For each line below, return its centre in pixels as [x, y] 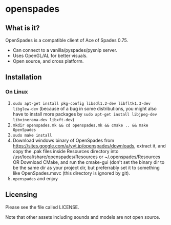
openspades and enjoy [35, 178]
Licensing [21, 195]
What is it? [23, 28]
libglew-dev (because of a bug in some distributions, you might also [85, 108]
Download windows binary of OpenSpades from [63, 140]
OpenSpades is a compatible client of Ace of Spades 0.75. [67, 40]
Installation [24, 77]
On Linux [17, 92]
